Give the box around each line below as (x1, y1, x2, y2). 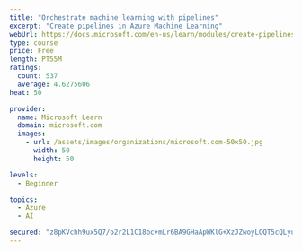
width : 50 (32, 146, 70, 155)
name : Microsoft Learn (17, 113, 102, 122)
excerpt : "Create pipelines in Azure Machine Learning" (9, 22, 223, 30)
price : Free (9, 47, 54, 56)
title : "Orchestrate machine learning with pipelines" (9, 13, 219, 22)
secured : (9, 228, 42, 238)
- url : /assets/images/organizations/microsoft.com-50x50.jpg (25, 138, 263, 147)
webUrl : (9, 30, 39, 39)
